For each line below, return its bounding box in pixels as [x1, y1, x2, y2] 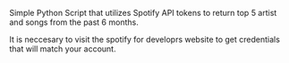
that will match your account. [9, 43, 116, 54]
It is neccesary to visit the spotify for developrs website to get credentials [9, 35, 280, 44]
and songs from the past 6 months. [9, 17, 139, 28]
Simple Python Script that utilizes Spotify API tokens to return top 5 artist [9, 8, 277, 18]
